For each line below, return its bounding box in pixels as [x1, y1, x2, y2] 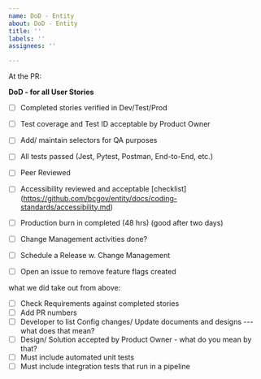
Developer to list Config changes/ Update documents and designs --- [20, 317, 254, 326]
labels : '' [8, 34, 46, 43]
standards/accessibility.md [20, 202, 111, 212]
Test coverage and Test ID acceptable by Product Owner [20, 119, 211, 129]
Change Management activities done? [20, 234, 148, 243]
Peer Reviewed [20, 168, 71, 178]
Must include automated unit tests [20, 352, 135, 362]
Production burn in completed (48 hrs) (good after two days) [20, 217, 224, 227]
